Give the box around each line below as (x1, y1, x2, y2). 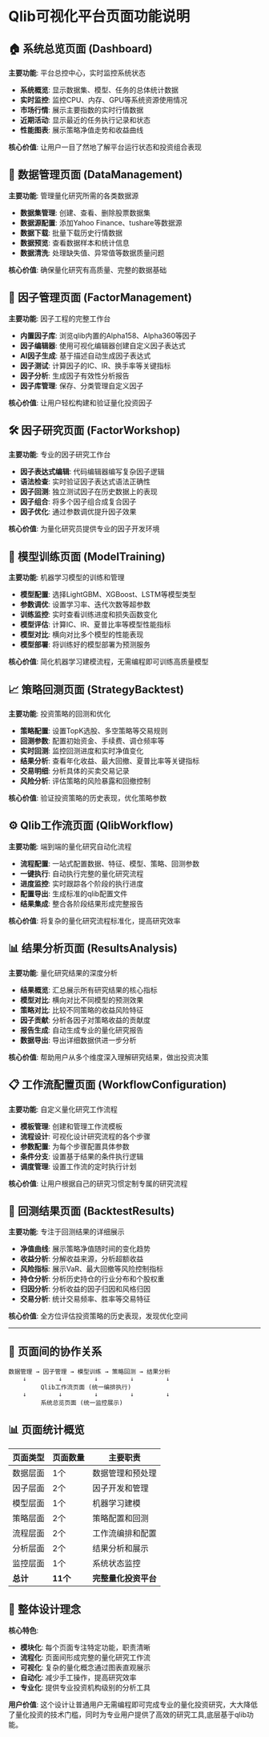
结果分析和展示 (92, 1542, 150, 1553)
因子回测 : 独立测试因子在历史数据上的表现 (19, 487, 158, 497)
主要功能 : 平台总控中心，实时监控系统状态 (8, 68, 146, 77)
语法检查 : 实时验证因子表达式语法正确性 (19, 477, 151, 486)
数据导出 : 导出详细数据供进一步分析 (19, 1035, 137, 1045)
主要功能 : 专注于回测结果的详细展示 (8, 1227, 125, 1236)
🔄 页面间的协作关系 (8, 1345, 102, 1358)
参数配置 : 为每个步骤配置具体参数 (19, 1141, 130, 1151)
